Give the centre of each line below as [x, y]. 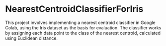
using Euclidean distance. [32, 38]
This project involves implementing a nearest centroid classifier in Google [80, 23]
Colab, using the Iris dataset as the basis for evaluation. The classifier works [83, 27]
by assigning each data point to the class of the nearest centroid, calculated [83, 33]
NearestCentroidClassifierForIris [74, 9]
